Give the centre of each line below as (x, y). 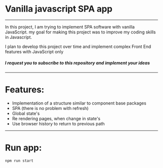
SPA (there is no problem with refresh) (50, 108)
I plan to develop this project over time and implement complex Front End (78, 46)
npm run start (19, 161)
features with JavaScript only (34, 51)
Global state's (26, 113)
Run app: (24, 148)
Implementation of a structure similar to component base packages (79, 103)
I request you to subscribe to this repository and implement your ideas (78, 63)
